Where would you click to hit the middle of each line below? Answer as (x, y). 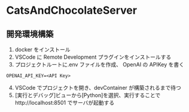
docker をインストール (42, 49)
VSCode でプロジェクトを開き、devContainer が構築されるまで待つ (98, 88)
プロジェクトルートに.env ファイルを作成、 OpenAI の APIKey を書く (99, 64)
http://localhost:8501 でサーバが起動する (65, 103)
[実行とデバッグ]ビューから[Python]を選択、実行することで (88, 95)
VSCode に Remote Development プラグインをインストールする (93, 57)
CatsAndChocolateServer (72, 10)
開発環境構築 (30, 34)
